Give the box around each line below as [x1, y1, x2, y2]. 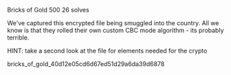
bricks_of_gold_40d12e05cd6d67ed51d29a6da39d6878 [7, 60, 165, 67]
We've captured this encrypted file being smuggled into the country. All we [7, 19, 219, 27]
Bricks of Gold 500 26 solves [7, 6, 89, 14]
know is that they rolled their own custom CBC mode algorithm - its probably [7, 27, 224, 34]
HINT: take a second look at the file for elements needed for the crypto [7, 47, 208, 55]
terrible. [7, 33, 30, 42]
